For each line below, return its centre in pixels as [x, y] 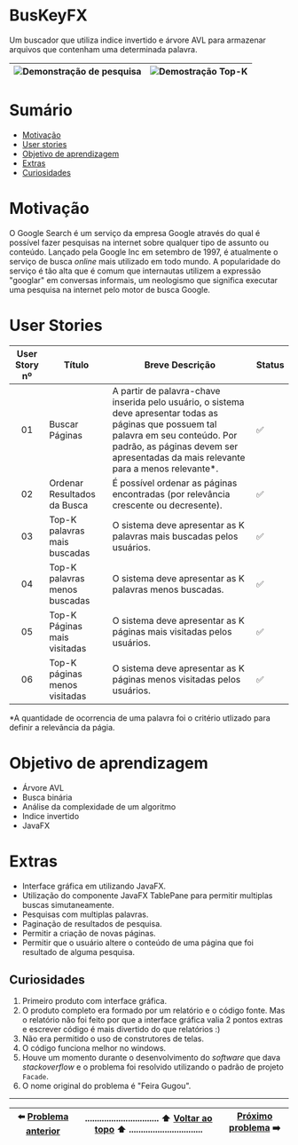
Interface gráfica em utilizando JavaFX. [94, 886]
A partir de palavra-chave [166, 391]
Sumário [41, 111]
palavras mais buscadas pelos [175, 536]
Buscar [63, 424]
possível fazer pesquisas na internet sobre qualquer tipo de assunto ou [139, 242]
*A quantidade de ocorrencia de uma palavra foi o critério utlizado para [140, 718]
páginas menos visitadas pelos [176, 679]
